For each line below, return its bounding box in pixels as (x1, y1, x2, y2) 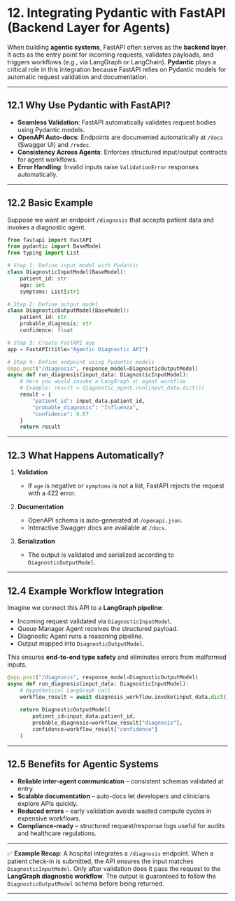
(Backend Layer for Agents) (7, 20, 171, 36)
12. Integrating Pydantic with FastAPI (7, 5, 226, 21)
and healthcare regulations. (17, 829, 97, 837)
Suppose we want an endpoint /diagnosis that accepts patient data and (7, 215, 215, 224)
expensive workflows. (17, 814, 81, 823)
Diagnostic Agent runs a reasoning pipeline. (17, 632, 144, 640)
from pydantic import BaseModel (7, 243, 101, 250)
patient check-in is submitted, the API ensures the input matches (7, 857, 194, 865)
